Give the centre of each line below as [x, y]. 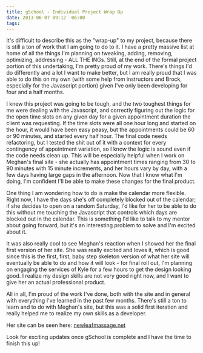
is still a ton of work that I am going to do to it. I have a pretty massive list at [100, 47]
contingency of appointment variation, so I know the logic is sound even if [98, 149]
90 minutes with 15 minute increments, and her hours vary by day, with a [97, 168]
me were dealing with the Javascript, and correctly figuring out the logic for [101, 111]
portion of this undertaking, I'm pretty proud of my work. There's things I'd [99, 66]
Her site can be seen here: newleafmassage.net [66, 325]
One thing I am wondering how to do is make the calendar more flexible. [96, 193]
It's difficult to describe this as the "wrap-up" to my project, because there [99, 41]
